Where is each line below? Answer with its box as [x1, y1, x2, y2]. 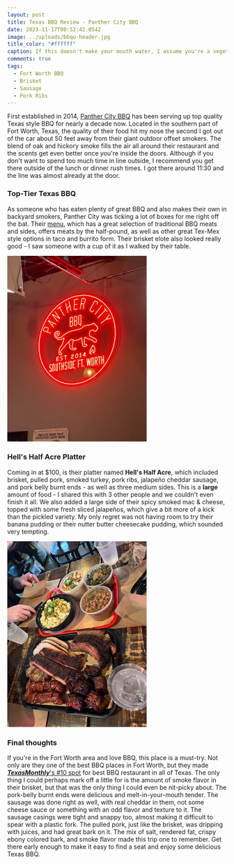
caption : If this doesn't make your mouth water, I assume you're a [7, 48, 210, 55]
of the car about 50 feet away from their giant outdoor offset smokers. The [7, 135, 221, 143]
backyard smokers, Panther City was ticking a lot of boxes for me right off [7, 212, 219, 220]
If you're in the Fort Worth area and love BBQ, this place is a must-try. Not [7, 754, 218, 762]
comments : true [7, 56, 52, 63]
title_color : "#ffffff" [7, 40, 77, 48]
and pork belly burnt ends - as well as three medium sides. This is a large [7, 483, 218, 491]
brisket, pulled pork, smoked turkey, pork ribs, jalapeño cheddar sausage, [7, 475, 219, 484]
